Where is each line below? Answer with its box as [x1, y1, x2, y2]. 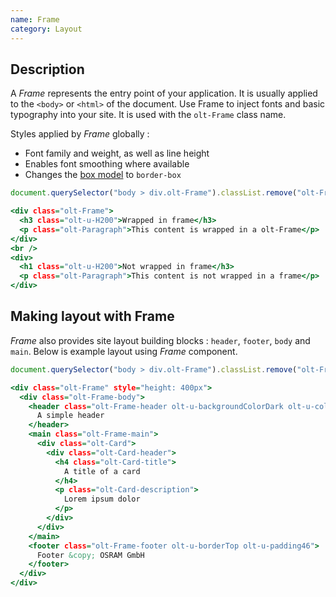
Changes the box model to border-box [24, 169, 182, 181]
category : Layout [10, 24, 83, 34]
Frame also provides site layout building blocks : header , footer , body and [10, 334, 311, 346]
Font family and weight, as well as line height [24, 147, 210, 160]
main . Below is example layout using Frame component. [10, 345, 238, 357]
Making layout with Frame [10, 308, 175, 325]
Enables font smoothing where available [24, 158, 190, 170]
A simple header [36, 411, 105, 421]
